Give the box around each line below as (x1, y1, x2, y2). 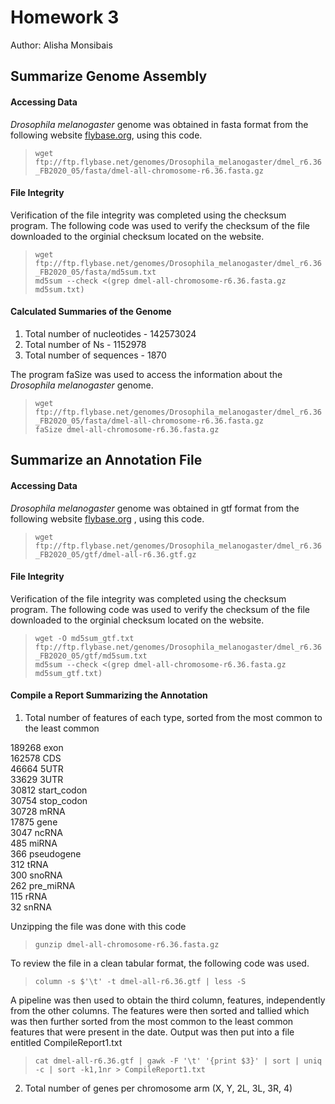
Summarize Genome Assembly (10, 68, 208, 85)
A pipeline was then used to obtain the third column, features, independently (10, 994, 326, 1006)
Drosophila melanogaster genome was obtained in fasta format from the (10, 118, 309, 130)
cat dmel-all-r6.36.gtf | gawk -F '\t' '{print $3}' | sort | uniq (34, 1056, 322, 1066)
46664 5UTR (10, 762, 64, 775)
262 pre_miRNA (10, 879, 76, 891)
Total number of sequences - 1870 (24, 349, 167, 361)
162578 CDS (10, 752, 62, 764)
